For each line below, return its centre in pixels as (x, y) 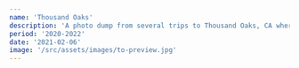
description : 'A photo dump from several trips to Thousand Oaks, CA (141, 26)
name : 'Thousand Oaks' (51, 17)
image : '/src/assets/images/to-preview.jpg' (93, 50)
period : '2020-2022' (48, 34)
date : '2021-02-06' (45, 42)
